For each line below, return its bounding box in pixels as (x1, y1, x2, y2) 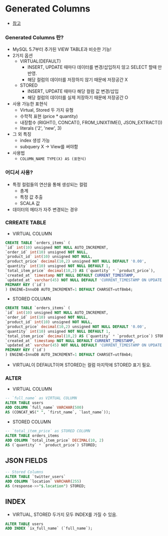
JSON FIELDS (5, 456, 47, 465)
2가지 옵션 (12, 53, 33, 59)
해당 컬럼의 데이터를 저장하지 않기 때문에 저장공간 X (27, 77, 128, 83)
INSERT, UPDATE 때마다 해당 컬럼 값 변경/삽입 (27, 88, 119, 94)
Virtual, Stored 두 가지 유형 (19, 107, 74, 113)
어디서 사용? (5, 169, 33, 176)
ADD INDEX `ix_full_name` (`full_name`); (5, 526, 93, 531)
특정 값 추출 (19, 194, 43, 200)
